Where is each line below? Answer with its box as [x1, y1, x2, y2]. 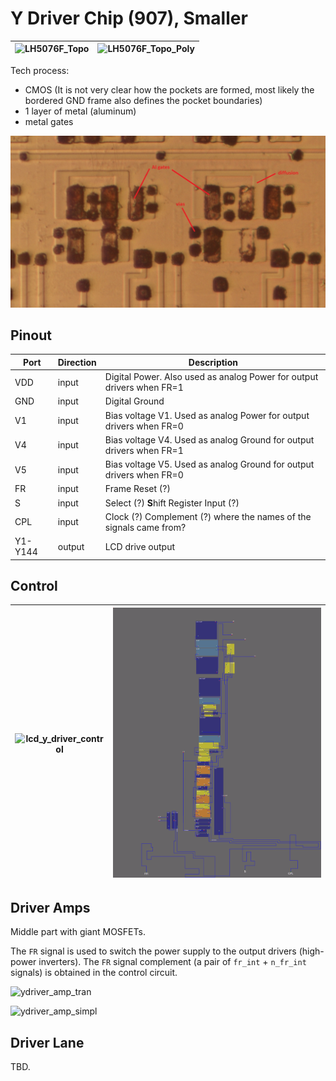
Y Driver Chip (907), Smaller [10, 7, 248, 30]
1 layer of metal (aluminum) [24, 105, 137, 117]
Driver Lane [10, 1034, 85, 1051]
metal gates [24, 115, 74, 127]
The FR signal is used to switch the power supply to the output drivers [10, 945, 297, 957]
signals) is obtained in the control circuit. [10, 967, 178, 979]
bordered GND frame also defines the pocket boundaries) [24, 94, 263, 106]
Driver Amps [10, 899, 91, 916]
